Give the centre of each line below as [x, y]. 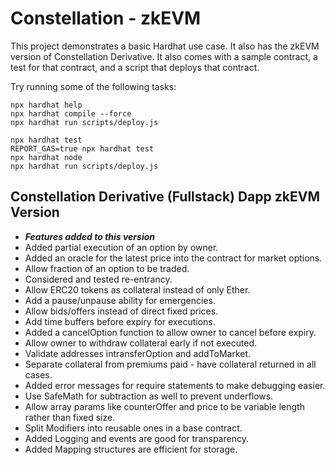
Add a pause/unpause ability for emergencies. [120, 300]
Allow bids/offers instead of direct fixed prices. [121, 311]
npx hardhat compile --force [71, 113]
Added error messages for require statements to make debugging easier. [175, 385]
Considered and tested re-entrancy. [98, 279]
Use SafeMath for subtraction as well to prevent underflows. [149, 396]
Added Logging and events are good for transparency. [136, 438]
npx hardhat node [46, 157]
